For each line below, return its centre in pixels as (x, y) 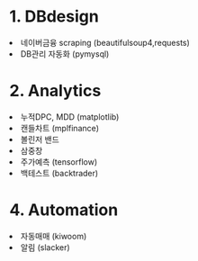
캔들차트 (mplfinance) (60, 128)
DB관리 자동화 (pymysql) (65, 54)
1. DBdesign (54, 17)
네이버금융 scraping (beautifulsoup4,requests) (106, 42)
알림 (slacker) (45, 247)
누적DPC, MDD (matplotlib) (70, 117)
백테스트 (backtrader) (60, 173)
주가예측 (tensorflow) (59, 162)
